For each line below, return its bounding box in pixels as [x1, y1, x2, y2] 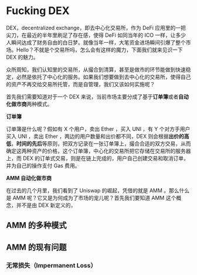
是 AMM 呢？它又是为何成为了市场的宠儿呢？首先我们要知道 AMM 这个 [6, 194, 176, 201]
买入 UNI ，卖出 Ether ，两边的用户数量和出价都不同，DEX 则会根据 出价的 [6, 133, 185, 140]
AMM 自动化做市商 [6, 174, 52, 181]
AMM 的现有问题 [6, 242, 67, 252]
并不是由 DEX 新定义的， [16, 201, 76, 209]
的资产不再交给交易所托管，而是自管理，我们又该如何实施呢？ [6, 80, 155, 87]
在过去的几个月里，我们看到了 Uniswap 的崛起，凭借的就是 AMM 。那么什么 [6, 186, 190, 194]
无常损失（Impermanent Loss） [6, 261, 97, 269]
